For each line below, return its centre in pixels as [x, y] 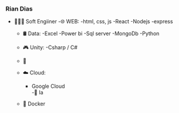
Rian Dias [19, 9]
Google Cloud [48, 86]
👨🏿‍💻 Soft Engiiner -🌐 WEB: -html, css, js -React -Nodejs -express [94, 22]
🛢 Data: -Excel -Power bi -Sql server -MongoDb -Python [91, 33]
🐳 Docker [34, 104]
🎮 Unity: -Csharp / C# [50, 47]
